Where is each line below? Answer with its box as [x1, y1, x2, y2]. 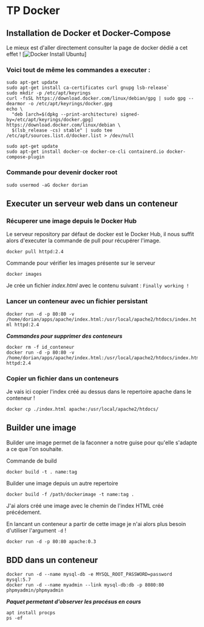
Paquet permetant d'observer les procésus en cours [6, 598, 141, 605]
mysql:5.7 [6, 576, 32, 583]
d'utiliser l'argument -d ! [6, 527, 67, 534]
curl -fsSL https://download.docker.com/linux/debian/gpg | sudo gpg [6, 96, 186, 102]
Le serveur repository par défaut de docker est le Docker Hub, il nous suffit [6, 231, 194, 238]
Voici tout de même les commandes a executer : [6, 65, 151, 74]
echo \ [6, 106, 23, 113]
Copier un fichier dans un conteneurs [6, 374, 119, 382]
